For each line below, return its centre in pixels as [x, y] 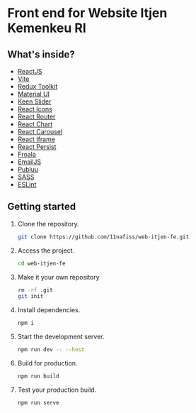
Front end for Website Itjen [87, 13]
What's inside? [41, 54]
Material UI [34, 94]
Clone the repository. [48, 224]
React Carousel [40, 132]
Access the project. [46, 250]
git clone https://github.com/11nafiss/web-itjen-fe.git [103, 237]
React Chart [35, 124]
